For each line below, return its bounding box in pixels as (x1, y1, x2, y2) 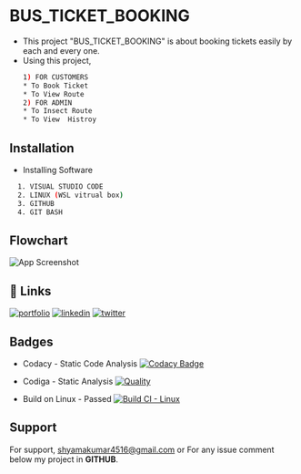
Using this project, (22, 55, 92, 66)
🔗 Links (9, 283, 52, 299)
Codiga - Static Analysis (22, 376, 114, 386)
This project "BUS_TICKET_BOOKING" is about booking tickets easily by (22, 36, 293, 46)
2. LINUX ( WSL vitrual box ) (17, 191, 125, 200)
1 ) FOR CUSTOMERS (22, 72, 89, 82)
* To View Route (22, 89, 85, 98)
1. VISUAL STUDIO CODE (17, 182, 104, 191)
